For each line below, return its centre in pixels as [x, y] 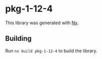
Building [18, 39]
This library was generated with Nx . [42, 23]
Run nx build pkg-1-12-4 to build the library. [51, 50]
